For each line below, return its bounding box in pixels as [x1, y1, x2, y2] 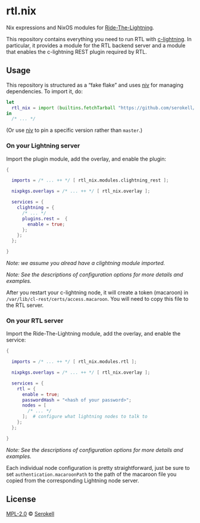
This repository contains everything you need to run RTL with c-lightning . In [6, 35, 192, 42]
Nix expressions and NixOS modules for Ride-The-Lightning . [6, 24, 155, 31]
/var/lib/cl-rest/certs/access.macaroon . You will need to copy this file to [6, 296, 189, 303]
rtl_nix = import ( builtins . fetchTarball [11, 104, 116, 111]
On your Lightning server [6, 141, 80, 150]
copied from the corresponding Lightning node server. [6, 476, 140, 484]
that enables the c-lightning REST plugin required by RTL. [6, 48, 148, 55]
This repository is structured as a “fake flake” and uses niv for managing [6, 81, 183, 88]
